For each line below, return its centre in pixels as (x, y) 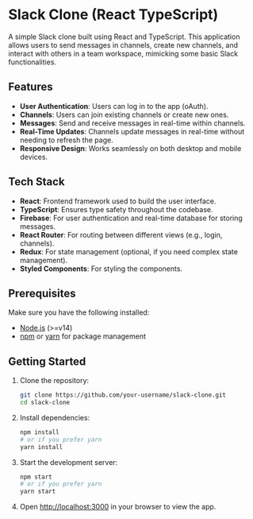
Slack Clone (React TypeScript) (113, 15)
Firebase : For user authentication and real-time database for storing (131, 218)
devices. (34, 157)
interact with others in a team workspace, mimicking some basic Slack (123, 53)
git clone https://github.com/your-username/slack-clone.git (123, 395)
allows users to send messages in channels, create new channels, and (123, 45)
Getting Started (47, 361)
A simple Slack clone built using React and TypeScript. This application (124, 37)
